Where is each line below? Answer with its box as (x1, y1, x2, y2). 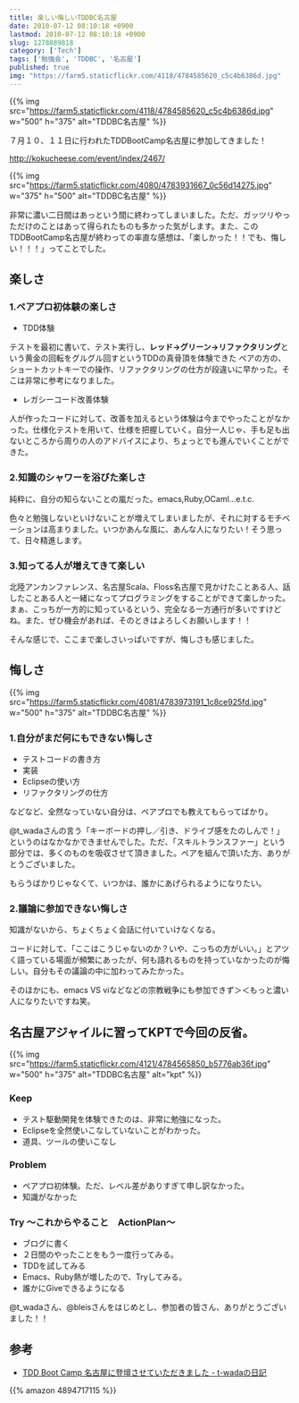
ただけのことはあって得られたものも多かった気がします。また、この (9, 220, 259, 231)
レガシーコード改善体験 (21, 395, 109, 405)
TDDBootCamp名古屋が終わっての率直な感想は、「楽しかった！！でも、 (9, 232, 271, 242)
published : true (9, 64, 70, 72)
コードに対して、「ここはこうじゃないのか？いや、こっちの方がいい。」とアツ (9, 943, 290, 954)
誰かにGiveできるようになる (21, 1283, 126, 1294)
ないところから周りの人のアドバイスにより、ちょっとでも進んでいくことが (9, 436, 282, 446)
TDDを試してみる (21, 1261, 87, 1271)
